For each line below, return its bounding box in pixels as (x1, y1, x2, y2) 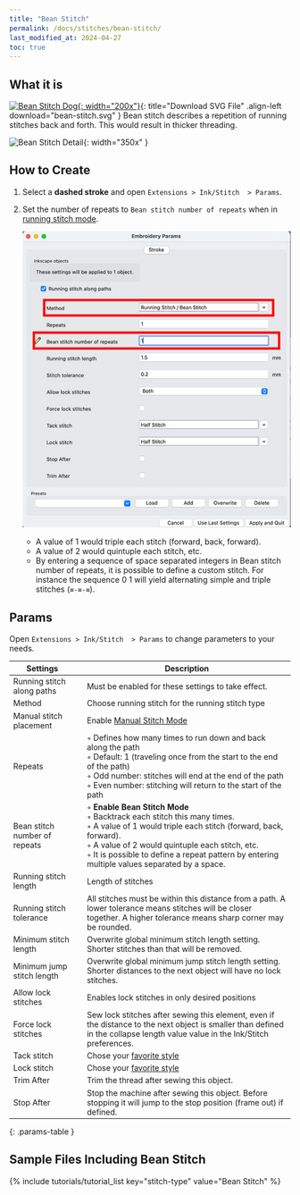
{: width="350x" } (83, 137, 149, 147)
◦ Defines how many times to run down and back (86, 732, 266, 743)
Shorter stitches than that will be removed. (86, 943, 243, 954)
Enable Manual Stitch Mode (86, 715, 187, 726)
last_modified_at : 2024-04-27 (9, 33, 122, 42)
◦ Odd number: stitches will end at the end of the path (86, 770, 284, 781)
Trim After (12, 1075, 51, 1086)
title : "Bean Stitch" (9, 14, 90, 23)
